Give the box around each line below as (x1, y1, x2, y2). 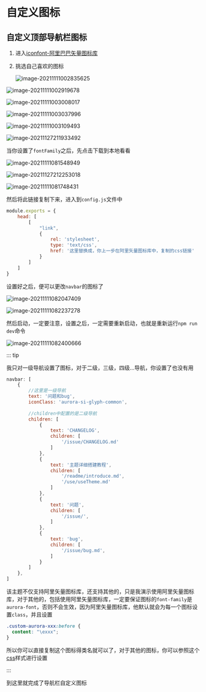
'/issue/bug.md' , (61, 547, 105, 553)
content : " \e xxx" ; (12, 629, 59, 635)
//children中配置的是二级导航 (28, 410, 97, 416)
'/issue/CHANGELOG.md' (61, 439, 120, 445)
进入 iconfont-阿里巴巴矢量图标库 (15, 50, 98, 56)
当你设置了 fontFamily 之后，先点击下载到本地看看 (6, 147, 131, 154)
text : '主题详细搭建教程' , (50, 462, 112, 468)
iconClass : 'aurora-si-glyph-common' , (28, 399, 128, 405)
